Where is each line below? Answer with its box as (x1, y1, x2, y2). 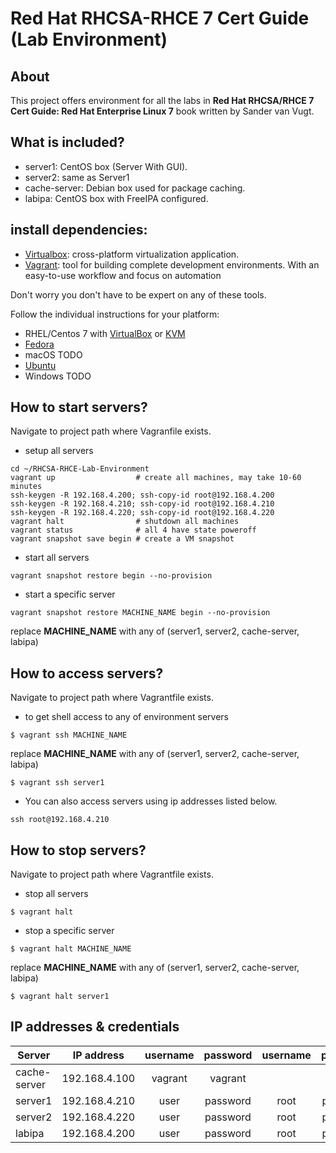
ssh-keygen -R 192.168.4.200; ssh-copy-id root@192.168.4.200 (10, 490, 275, 501)
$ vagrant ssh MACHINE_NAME (10, 730, 128, 741)
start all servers (24, 552, 90, 564)
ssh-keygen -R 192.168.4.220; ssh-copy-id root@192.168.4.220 (10, 508, 275, 518)
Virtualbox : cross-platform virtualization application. (24, 248, 240, 260)
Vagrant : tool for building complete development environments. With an (24, 258, 320, 271)
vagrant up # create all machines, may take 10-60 (10, 473, 302, 483)
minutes (10, 482, 43, 492)
